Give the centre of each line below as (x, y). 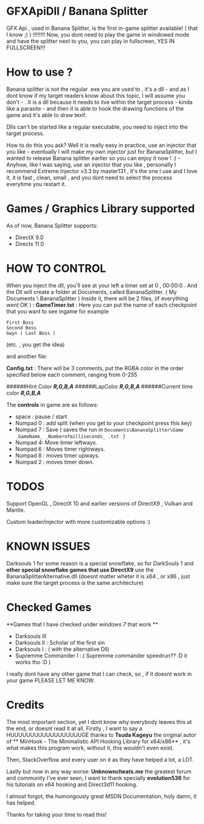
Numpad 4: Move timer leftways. (56, 442)
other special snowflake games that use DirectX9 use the (80, 570)
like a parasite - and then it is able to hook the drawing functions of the (95, 109)
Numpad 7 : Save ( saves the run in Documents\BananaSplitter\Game (99, 429)
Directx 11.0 (30, 244)
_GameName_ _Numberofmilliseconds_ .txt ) (70, 436)
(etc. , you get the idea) (36, 344)
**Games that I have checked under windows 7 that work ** (82, 624)
